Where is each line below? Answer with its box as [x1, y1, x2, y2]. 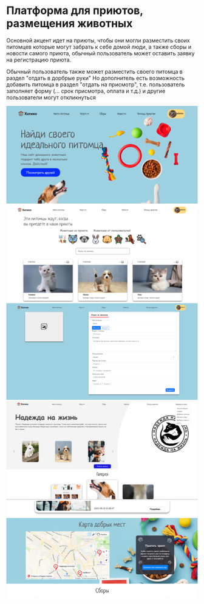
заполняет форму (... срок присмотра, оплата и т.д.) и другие [6, 87, 166, 94]
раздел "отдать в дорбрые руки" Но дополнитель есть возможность [6, 74, 185, 82]
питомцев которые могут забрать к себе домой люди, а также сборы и [6, 43, 192, 50]
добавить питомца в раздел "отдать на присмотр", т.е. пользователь [6, 80, 185, 88]
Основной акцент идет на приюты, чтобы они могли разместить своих [6, 36, 190, 44]
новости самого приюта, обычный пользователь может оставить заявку [6, 49, 195, 57]
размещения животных [6, 16, 133, 30]
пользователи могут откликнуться [6, 94, 96, 101]
